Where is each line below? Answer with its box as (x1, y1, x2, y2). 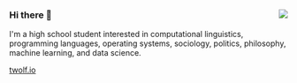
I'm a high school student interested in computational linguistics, (9, 29, 244, 40)
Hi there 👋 (9, 9, 53, 21)
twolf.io (9, 64, 36, 75)
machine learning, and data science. (9, 48, 141, 58)
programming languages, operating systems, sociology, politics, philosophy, (9, 38, 286, 49)
